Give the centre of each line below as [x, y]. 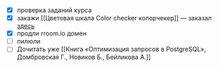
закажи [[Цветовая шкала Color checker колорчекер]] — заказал [114, 18]
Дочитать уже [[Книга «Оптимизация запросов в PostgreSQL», [111, 49]
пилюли [29, 41]
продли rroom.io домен [52, 34]
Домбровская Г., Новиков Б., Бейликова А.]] [84, 57]
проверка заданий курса [54, 10]
